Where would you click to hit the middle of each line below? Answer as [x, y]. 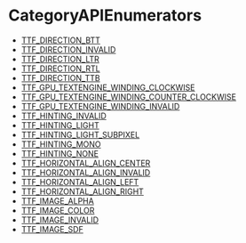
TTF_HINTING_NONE [60, 153]
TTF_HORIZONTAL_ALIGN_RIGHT [82, 191]
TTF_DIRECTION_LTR [60, 59]
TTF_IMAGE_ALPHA [57, 200]
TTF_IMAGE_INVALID [60, 220]
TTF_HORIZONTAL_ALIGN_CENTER [86, 163]
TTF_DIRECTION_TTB [60, 77]
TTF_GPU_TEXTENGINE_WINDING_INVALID [100, 106]
